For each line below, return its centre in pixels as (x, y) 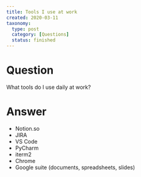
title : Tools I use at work (42, 12)
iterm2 (23, 154)
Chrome (25, 161)
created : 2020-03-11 (33, 18)
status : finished (34, 40)
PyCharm (27, 148)
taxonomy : (19, 23)
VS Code (26, 141)
